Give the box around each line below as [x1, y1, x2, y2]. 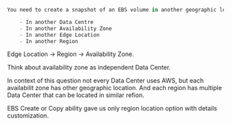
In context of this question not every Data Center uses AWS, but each [7, 77, 204, 85]
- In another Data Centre [19, 18, 94, 25]
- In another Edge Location [19, 31, 100, 38]
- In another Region [19, 38, 78, 44]
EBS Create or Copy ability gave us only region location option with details [7, 105, 218, 113]
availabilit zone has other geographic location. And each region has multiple [7, 84, 222, 92]
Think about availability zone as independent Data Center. [7, 64, 171, 72]
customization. [7, 111, 49, 120]
